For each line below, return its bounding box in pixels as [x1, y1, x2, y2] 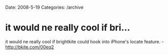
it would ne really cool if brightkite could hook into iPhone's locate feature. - [5, 38, 164, 44]
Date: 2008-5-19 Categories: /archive [5, 5, 84, 10]
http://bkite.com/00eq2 [5, 44, 54, 50]
